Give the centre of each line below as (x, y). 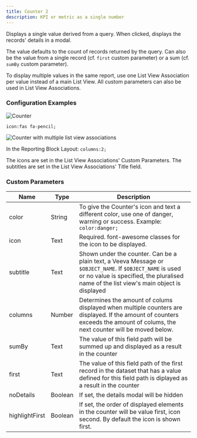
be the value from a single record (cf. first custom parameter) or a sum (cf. (98, 58)
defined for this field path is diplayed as (133, 378)
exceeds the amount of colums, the (128, 322)
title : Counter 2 (27, 11)
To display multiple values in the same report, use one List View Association (98, 75)
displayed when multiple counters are (131, 307)
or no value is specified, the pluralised (131, 276)
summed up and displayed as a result (130, 346)
